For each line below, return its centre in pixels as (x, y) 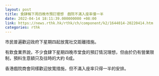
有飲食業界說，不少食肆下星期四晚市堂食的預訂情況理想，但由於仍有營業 (77, 52)
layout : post (18, 9)
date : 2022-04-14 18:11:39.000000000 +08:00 (51, 18)
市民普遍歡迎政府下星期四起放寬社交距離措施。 (52, 42)
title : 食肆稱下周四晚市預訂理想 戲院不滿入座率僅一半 (54, 14)
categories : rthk (23, 28)
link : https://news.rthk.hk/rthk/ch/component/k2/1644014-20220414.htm (79, 23)
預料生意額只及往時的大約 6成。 (45, 58)
